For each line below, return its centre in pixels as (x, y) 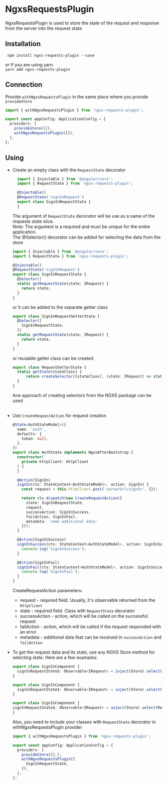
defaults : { (29, 434)
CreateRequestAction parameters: (47, 590)
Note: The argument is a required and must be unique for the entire (81, 226)
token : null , (35, 439)
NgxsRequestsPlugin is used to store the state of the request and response (82, 23)
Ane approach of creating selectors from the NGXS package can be (82, 395)
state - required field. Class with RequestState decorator (78, 611)
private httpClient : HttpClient (55, 462)
